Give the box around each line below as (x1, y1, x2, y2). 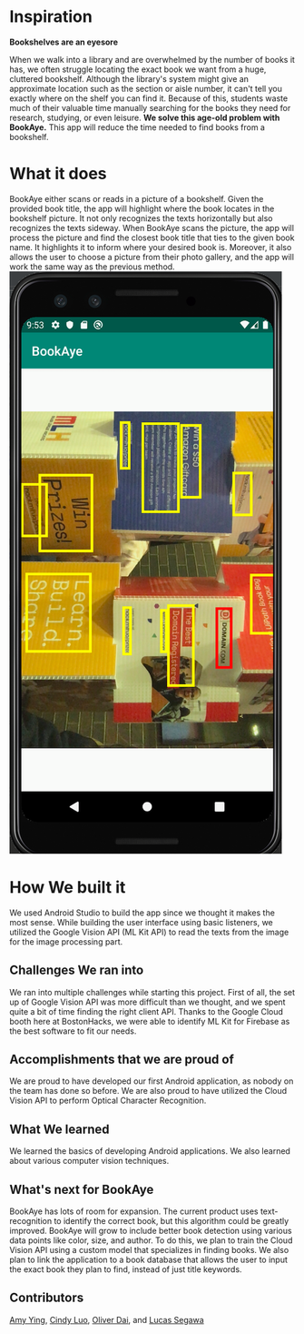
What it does (9, 164, 107, 184)
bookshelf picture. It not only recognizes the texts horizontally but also (9, 212, 273, 224)
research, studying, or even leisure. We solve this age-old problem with (9, 112, 280, 123)
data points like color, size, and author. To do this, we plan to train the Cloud (9, 1235, 293, 1246)
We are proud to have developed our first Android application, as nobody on (9, 1076, 294, 1086)
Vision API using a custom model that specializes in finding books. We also (9, 1245, 289, 1256)
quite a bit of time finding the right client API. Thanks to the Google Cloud (9, 1006, 284, 1016)
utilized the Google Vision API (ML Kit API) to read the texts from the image (9, 926, 289, 937)
